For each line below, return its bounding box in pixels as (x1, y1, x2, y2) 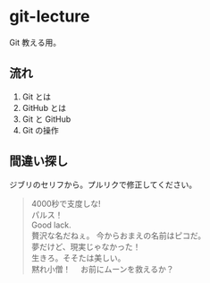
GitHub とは (21, 102, 67, 113)
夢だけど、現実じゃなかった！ (30, 241, 141, 252)
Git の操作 (21, 124, 60, 135)
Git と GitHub (21, 114, 71, 124)
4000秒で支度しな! (30, 198, 101, 209)
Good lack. (30, 219, 71, 230)
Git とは (21, 91, 52, 102)
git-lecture (9, 6, 90, 27)
